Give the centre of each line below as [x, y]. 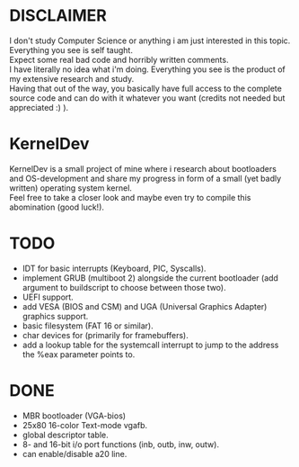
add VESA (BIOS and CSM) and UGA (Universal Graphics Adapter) [145, 306]
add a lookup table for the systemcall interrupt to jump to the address [150, 345]
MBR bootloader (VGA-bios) [74, 416]
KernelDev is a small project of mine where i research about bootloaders [143, 168]
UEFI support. [48, 297]
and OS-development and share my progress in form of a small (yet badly [145, 178]
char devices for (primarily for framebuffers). [105, 335]
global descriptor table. [66, 435]
